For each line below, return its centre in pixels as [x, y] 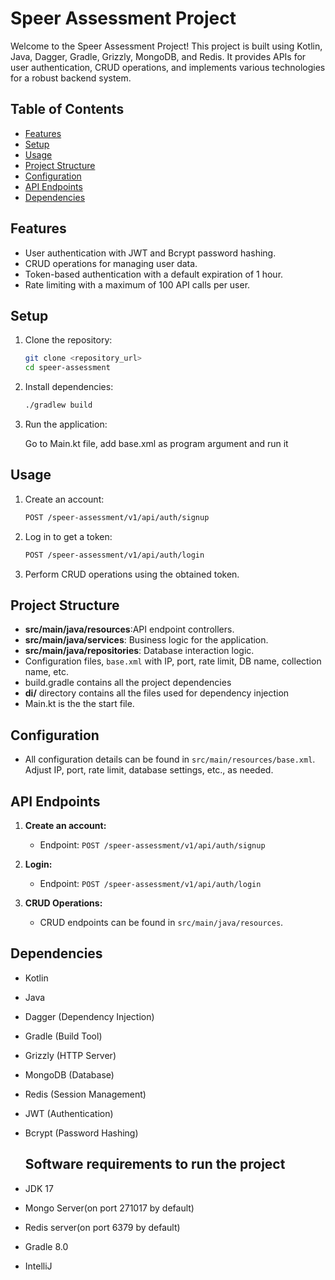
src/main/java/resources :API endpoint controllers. [129, 629]
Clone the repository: [68, 340]
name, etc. [46, 672]
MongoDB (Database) [69, 1074]
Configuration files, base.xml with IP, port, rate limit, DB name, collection [173, 661]
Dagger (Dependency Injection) [89, 1016]
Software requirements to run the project [155, 1164]
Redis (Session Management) [85, 1094]
